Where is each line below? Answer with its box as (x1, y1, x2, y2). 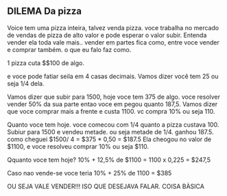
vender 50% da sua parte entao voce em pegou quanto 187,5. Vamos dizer (7, 99, 218, 108)
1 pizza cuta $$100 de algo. (7, 58, 84, 67)
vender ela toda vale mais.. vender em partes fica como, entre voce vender (7, 38, 219, 47)
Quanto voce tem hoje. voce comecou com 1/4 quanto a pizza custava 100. (7, 120, 219, 129)
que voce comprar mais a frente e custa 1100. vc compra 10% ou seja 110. (7, 107, 215, 115)
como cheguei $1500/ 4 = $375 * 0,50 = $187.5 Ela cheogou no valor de (7, 135, 212, 143)
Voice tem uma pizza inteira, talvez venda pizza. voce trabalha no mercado (7, 23, 219, 32)
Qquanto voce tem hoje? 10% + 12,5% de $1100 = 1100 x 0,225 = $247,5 (7, 156, 211, 164)
